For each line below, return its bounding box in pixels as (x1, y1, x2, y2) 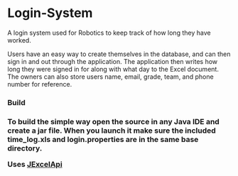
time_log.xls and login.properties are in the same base (7, 134, 199, 144)
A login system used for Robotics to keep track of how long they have (7, 28, 211, 37)
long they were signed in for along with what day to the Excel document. (7, 65, 219, 73)
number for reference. (7, 79, 72, 88)
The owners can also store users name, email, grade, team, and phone (7, 72, 215, 81)
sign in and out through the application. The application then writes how (7, 57, 218, 65)
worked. (7, 35, 32, 44)
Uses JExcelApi (7, 160, 63, 170)
